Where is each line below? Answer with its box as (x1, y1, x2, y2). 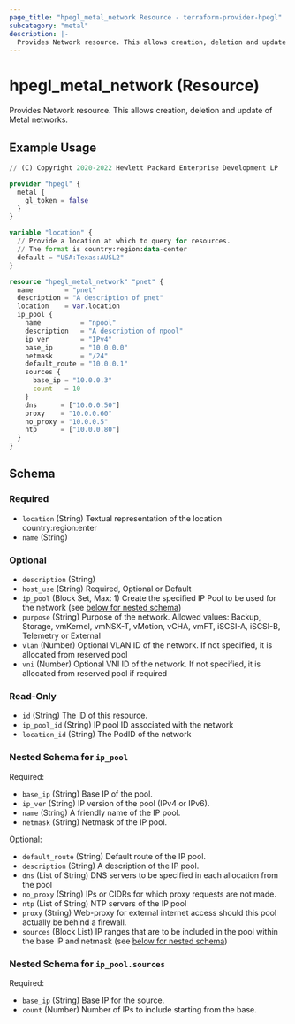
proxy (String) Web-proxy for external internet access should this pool (21, 907, 277, 918)
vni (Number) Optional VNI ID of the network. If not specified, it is (21, 658, 261, 669)
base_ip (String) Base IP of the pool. (21, 789, 153, 799)
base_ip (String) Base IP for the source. (21, 995, 165, 1005)
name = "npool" (25, 319, 117, 327)
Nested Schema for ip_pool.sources (9, 958, 166, 970)
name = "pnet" (17, 285, 97, 295)
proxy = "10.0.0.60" (25, 409, 113, 418)
